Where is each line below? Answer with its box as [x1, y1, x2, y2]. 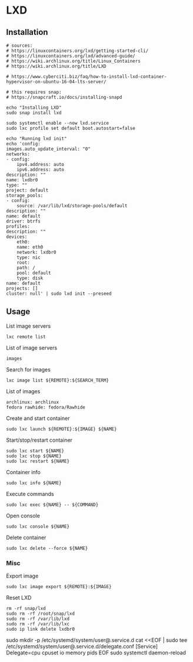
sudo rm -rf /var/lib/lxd [6, 616, 69, 622]
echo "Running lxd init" [6, 136, 67, 142]
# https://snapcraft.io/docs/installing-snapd [6, 94, 122, 100]
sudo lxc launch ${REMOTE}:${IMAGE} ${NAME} [6, 426, 117, 432]
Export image [6, 572, 39, 579]
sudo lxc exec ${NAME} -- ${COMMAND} [6, 501, 99, 508]
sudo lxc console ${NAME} [6, 523, 69, 529]
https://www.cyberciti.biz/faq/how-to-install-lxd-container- [11, 74, 167, 80]
